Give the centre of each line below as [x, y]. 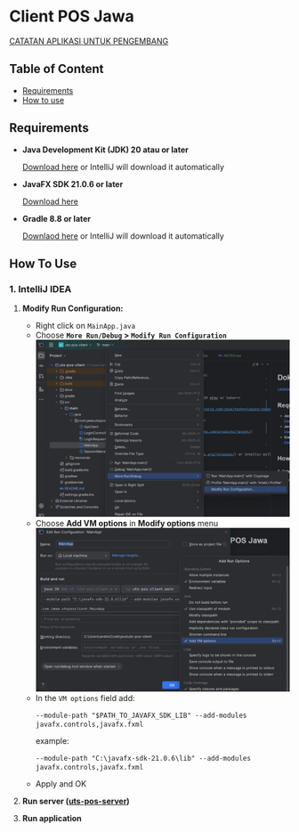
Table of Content [57, 69]
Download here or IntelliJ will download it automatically [123, 167]
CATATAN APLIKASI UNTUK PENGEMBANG [89, 41]
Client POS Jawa [72, 16]
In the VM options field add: [85, 698]
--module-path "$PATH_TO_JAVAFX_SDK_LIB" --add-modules [141, 716]
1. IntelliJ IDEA [40, 289]
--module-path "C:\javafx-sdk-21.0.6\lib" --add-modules [143, 759]
